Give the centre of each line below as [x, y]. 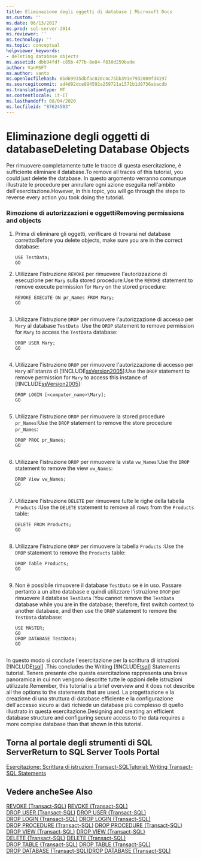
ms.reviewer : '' [26, 34]
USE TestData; [32, 257]
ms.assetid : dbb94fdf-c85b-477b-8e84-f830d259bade [71, 62]
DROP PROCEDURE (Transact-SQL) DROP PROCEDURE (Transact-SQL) [94, 825]
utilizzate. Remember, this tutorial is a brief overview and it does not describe [100, 685]
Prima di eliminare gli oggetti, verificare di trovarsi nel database [93, 233]
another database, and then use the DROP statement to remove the [96, 610]
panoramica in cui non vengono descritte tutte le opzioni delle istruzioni [94, 679]
